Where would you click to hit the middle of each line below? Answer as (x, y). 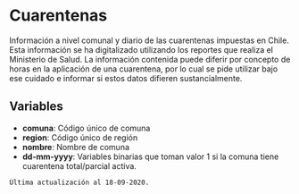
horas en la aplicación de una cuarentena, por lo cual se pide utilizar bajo (144, 69)
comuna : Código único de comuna (86, 128)
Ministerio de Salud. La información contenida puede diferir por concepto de (150, 59)
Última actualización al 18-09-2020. (79, 182)
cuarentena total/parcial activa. (79, 165)
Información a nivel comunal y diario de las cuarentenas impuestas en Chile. (149, 40)
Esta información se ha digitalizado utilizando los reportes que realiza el (141, 49)
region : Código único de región (80, 137)
